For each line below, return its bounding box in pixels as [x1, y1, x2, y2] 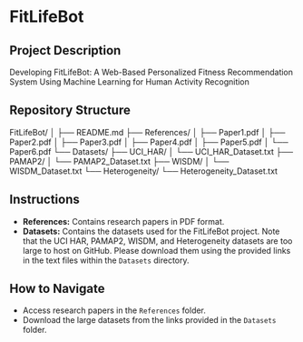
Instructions [9, 192, 80, 207]
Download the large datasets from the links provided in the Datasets [22, 315, 277, 326]
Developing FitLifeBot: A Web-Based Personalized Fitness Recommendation [9, 66, 293, 77]
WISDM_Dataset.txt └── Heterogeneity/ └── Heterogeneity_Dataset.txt [9, 166, 279, 176]
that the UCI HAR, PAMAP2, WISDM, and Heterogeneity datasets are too [22, 235, 293, 246]
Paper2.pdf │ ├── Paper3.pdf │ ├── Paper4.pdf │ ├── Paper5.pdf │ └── [9, 136, 288, 147]
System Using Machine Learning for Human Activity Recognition [9, 76, 249, 87]
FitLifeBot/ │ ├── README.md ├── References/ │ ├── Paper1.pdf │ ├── [9, 126, 286, 137]
